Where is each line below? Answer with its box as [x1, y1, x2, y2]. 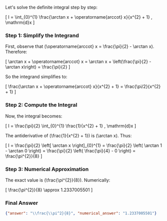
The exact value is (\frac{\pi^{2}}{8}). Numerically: [5, 177, 110, 183]
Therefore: [5, 49, 28, 55]
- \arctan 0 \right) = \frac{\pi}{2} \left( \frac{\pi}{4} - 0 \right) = [5, 147, 136, 153]
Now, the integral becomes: [5, 113, 63, 119]
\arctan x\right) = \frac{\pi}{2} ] [5, 64, 71, 70]
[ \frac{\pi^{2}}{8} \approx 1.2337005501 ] [5, 187, 93, 193]
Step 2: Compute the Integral [5, 101, 78, 108]
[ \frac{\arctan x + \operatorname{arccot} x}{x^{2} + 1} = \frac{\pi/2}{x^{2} [5, 83, 161, 90]
